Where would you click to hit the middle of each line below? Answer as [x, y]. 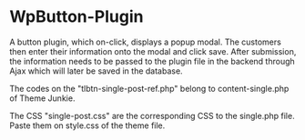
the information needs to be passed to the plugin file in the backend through [152, 61]
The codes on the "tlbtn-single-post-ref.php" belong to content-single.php [149, 88]
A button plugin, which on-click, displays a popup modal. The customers [146, 42]
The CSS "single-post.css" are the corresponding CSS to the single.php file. [152, 115]
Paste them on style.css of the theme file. [87, 125]
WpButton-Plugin [76, 17]
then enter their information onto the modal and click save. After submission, [153, 51]
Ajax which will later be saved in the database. [97, 71]
